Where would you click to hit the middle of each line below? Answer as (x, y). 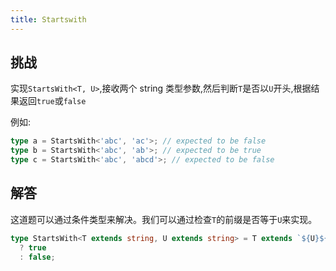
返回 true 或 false (52, 101)
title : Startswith (48, 19)
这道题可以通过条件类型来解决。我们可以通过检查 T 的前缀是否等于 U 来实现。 (164, 219)
